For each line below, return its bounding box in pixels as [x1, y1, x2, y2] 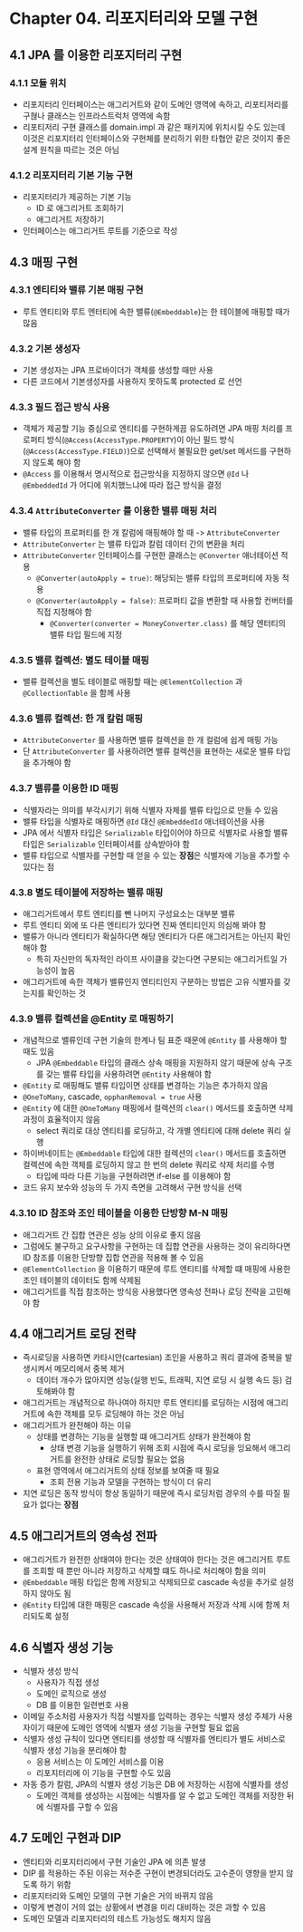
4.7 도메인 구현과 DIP [9, 1831, 122, 1846]
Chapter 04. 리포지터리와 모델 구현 [9, 8, 259, 29]
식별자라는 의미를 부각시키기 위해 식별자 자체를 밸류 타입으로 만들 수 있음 [22, 804, 279, 816]
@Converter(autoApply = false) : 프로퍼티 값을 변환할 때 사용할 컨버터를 [35, 594, 294, 605]
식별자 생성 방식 [22, 1665, 79, 1676]
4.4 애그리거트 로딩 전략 [9, 1326, 137, 1341]
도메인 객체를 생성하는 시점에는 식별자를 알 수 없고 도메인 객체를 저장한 [35, 1790, 285, 1801]
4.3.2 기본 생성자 [9, 342, 80, 354]
